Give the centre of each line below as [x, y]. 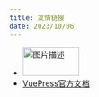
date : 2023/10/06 [42, 26]
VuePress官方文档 [56, 83]
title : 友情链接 [37, 18]
